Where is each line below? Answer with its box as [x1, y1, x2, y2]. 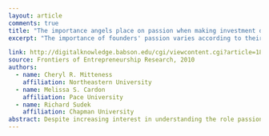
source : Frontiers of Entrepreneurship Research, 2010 [8, 56, 195, 64]
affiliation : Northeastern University [22, 78, 152, 86]
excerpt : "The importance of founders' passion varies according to [8, 34, 242, 42]
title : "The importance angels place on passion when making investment [8, 26, 256, 34]
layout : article [8, 11, 62, 20]
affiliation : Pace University [22, 93, 124, 101]
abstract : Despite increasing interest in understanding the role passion [8, 115, 263, 124]
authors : [8, 63, 38, 72]
